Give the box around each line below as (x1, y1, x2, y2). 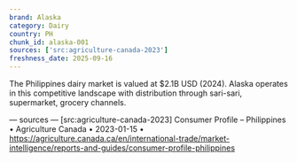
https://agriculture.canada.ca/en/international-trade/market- (9, 134, 231, 143)
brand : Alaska (9, 12, 62, 22)
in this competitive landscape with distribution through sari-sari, (9, 88, 243, 98)
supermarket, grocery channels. (9, 97, 127, 107)
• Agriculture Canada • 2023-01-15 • (9, 124, 145, 134)
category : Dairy (9, 21, 69, 30)
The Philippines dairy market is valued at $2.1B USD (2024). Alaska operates (9, 79, 288, 89)
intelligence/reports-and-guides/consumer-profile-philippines (9, 143, 236, 153)
